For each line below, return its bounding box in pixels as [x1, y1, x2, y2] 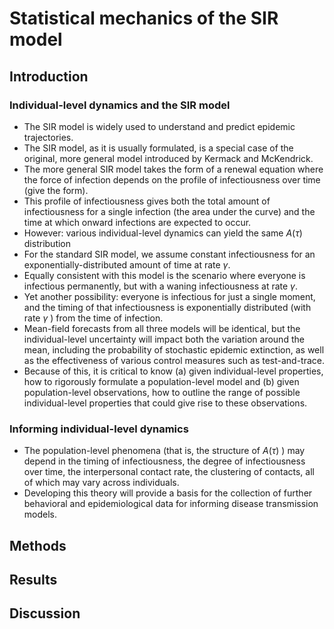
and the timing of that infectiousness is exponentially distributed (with [23, 301, 312, 313]
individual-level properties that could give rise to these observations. [23, 397, 308, 409]
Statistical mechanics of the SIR [9, 7, 279, 30]
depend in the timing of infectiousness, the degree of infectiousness [23, 455, 306, 467]
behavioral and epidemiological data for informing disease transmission [23, 498, 319, 510]
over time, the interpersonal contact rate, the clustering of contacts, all [23, 466, 315, 478]
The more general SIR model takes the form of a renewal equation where [23, 163, 324, 175]
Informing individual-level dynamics [9, 422, 189, 436]
